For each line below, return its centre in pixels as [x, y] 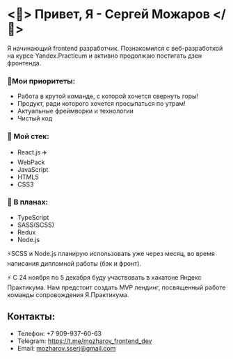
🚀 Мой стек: [29, 136]
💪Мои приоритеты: [41, 81]
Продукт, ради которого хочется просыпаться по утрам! [101, 104]
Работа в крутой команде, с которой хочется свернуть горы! [108, 96]
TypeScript [33, 217]
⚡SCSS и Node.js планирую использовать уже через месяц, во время [111, 253]
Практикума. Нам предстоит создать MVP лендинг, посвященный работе [116, 287]
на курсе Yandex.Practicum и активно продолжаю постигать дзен [105, 56]
